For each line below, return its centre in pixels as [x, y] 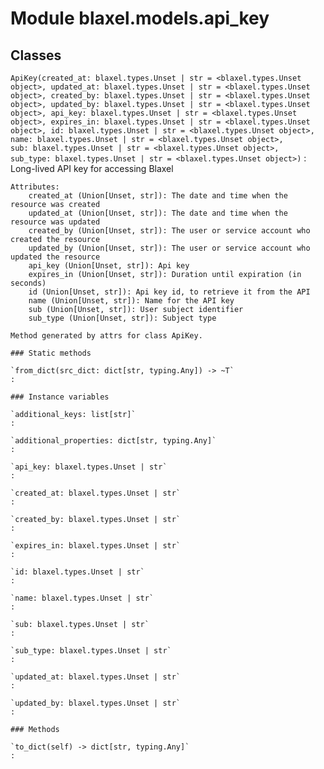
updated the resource [55, 257]
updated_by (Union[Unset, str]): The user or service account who [169, 248]
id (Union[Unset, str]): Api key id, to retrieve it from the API [169, 292]
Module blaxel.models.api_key [140, 18]
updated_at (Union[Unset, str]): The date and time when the [158, 213]
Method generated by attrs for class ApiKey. [106, 336]
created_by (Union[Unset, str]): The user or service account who [169, 231]
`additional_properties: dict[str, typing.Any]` [113, 441]
